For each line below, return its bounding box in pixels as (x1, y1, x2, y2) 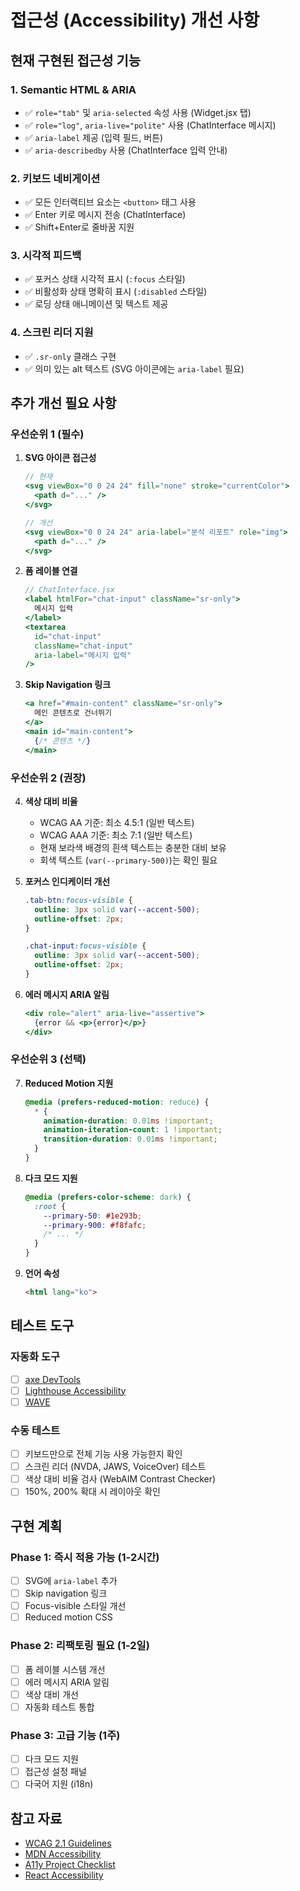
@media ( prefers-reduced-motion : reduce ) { (24, 1097, 210, 1107)
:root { (34, 1201, 67, 1211)
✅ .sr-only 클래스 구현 (24, 350, 117, 362)
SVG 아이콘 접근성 (24, 452, 97, 464)
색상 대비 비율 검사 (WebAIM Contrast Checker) (24, 1473, 217, 1485)
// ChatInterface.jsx (24, 585, 115, 595)
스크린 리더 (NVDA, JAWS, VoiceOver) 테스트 (24, 1461, 207, 1473)
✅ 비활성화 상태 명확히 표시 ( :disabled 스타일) (24, 286, 208, 298)
